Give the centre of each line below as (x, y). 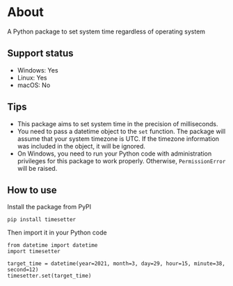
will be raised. (37, 168)
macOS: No (34, 85)
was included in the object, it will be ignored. (81, 146)
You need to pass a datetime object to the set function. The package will (121, 131)
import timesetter (34, 252)
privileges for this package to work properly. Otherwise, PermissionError (121, 160)
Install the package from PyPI (49, 207)
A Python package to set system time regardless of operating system (106, 31)
